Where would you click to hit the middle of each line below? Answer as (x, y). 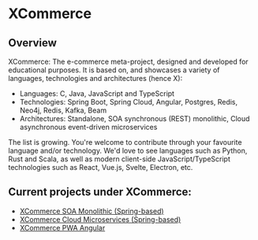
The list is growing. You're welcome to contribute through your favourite (125, 142)
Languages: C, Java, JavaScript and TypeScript (97, 94)
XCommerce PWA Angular (62, 227)
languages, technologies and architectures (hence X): (95, 78)
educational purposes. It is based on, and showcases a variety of (114, 70)
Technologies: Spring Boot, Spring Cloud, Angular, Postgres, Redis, (129, 102)
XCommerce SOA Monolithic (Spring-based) (92, 211)
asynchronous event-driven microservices (88, 127)
